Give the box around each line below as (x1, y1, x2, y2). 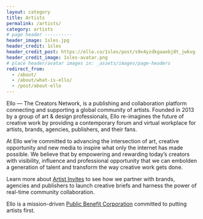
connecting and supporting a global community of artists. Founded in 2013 (6, 106, 194, 113)
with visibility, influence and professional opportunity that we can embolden (6, 157, 197, 164)
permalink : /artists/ (6, 20, 62, 26)
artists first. (6, 207, 35, 214)
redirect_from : (6, 65, 45, 72)
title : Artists (6, 15, 45, 21)
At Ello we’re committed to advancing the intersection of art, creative (6, 138, 179, 144)
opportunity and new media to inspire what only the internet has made (6, 144, 183, 151)
